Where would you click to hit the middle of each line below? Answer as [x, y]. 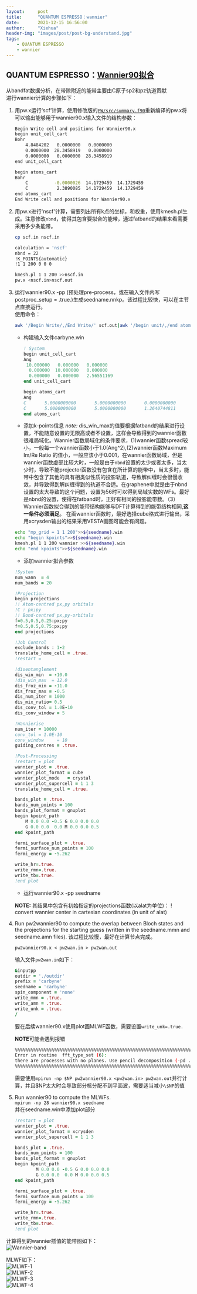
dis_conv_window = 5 [40, 713]
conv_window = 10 [41, 740]
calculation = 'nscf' [41, 248]
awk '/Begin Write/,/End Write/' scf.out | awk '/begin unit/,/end [96, 326]
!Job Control [30, 642]
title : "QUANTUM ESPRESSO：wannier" [57, 17]
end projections [34, 632]
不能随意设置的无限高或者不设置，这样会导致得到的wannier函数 [110, 433]
